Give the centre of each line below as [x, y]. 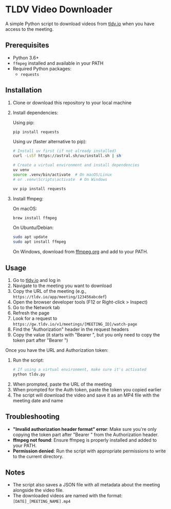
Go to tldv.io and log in [36, 280]
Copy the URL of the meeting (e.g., [50, 291]
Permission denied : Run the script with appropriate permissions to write [89, 451]
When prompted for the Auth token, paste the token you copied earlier [87, 389]
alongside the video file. [38, 490]
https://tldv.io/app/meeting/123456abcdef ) [60, 297]
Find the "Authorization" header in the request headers [71, 329]
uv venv [21, 170]
